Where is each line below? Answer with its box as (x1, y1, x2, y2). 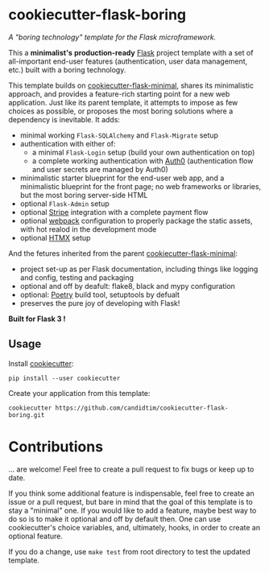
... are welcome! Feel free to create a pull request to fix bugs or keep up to (8, 464, 255, 474)
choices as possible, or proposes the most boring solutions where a (8, 106, 234, 116)
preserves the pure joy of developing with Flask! (19, 298, 180, 307)
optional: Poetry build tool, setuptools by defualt (19, 290, 180, 299)
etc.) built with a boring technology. (8, 64, 126, 74)
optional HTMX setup (19, 233, 91, 242)
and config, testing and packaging (19, 272, 134, 282)
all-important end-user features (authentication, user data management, (8, 56, 248, 66)
